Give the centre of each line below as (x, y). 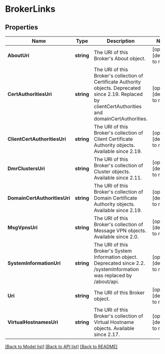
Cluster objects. (112, 172)
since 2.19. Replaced (119, 94)
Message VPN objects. (120, 231)
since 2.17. (107, 334)
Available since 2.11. (118, 178)
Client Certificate (113, 139)
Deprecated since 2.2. (120, 263)
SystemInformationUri (34, 263)
